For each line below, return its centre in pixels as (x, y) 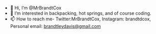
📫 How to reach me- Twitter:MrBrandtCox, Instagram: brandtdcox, (81, 19)
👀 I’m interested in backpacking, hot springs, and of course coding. (81, 13)
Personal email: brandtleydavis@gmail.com (55, 26)
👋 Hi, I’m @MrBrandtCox (36, 8)
